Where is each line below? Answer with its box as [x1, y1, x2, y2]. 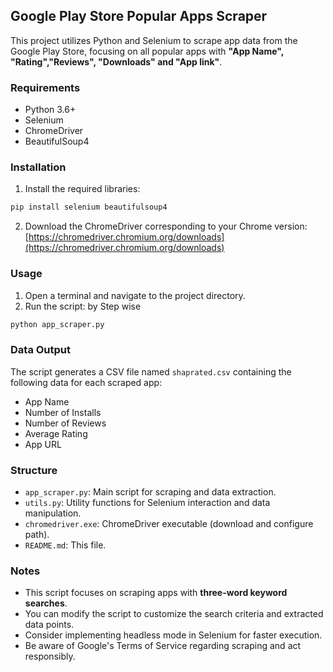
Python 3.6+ [24, 104, 77, 116]
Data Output [10, 343, 72, 357]
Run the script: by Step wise [24, 300, 142, 312]
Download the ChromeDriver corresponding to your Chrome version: [24, 220, 308, 233]
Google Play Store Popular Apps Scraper [10, 8, 268, 25]
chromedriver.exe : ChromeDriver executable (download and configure [24, 518, 314, 530]
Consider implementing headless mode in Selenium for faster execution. [24, 629, 323, 641]
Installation [10, 160, 67, 174]
